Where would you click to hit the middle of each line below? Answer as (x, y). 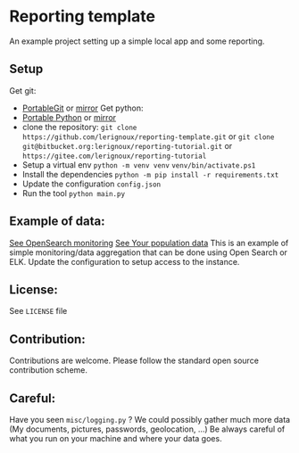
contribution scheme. (48, 370)
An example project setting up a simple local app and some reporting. (137, 41)
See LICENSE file (38, 311)
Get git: (23, 90)
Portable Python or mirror (69, 117)
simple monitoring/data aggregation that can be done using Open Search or (149, 252)
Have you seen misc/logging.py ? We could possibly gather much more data (150, 420)
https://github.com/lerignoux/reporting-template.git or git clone (148, 136)
